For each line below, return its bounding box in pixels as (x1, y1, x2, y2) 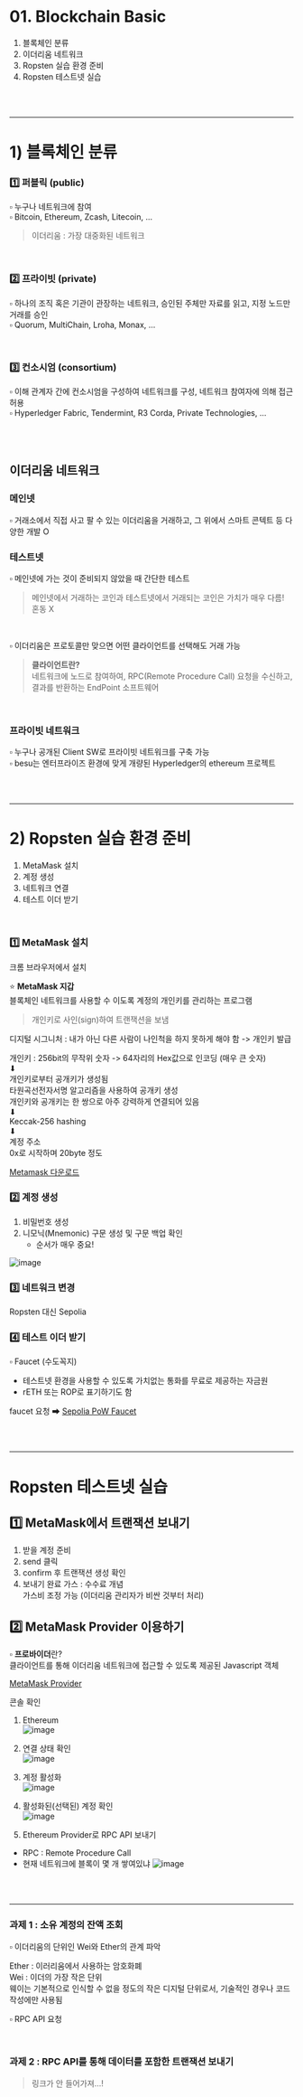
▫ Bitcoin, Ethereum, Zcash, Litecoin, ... (9, 212, 153, 222)
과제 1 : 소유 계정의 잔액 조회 (9, 1919, 124, 1932)
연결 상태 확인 (22, 1743, 71, 1754)
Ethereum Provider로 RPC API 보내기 (22, 1829, 157, 1840)
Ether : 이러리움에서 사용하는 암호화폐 (9, 1960, 142, 1971)
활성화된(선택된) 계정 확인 (22, 1801, 114, 1811)
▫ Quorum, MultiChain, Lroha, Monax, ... (9, 319, 156, 330)
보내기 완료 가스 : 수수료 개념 (22, 1579, 124, 1590)
